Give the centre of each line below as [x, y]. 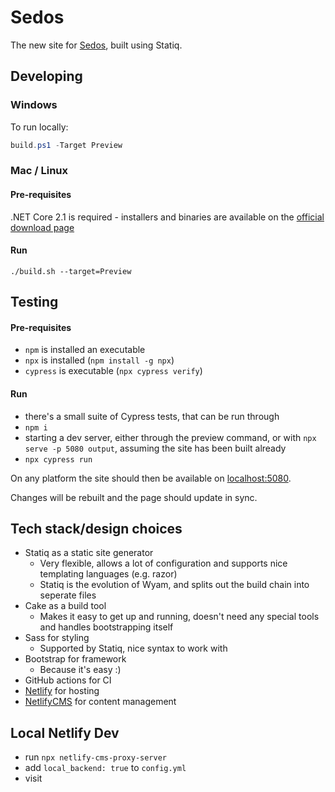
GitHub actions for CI [68, 680]
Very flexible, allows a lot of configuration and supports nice [163, 563]
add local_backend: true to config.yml [105, 768]
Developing [46, 76]
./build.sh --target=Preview [71, 271]
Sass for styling [57, 638]
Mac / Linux [39, 171]
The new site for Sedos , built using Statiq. [96, 45]
